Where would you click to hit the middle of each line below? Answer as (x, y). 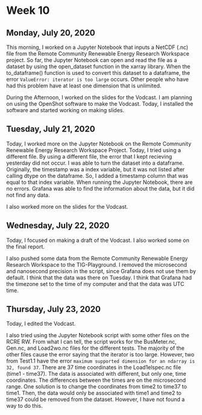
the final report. (26, 246)
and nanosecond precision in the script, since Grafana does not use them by (101, 271)
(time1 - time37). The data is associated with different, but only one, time (96, 374)
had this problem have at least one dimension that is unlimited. (84, 86)
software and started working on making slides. (65, 110)
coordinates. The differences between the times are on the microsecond (96, 380)
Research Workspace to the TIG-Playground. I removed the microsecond (96, 265)
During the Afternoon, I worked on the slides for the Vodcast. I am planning (99, 97)
